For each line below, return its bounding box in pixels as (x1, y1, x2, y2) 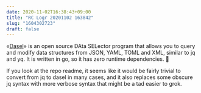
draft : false (6, 26, 40, 32)
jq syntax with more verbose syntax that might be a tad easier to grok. (6, 80, 182, 88)
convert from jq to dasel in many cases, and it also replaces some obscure (6, 74, 193, 81)
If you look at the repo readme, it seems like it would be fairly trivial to (6, 67, 181, 75)
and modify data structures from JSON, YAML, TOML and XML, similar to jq (6, 49, 196, 57)
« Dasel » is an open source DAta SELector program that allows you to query (6, 43, 196, 50)
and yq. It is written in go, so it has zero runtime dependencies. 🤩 (6, 55, 169, 63)
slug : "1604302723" (6, 20, 56, 26)
